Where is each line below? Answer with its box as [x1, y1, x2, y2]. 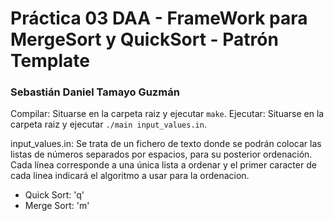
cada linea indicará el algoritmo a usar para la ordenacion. [10, 170, 250, 182]
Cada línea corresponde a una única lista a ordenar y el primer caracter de [10, 159, 317, 171]
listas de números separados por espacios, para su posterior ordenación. [10, 148, 313, 161]
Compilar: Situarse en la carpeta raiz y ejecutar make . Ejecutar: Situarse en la [10, 108, 325, 120]
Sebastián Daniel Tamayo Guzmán [10, 85, 180, 99]
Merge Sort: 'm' [24, 200, 90, 212]
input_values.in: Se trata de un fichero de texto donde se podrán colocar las [10, 138, 322, 150]
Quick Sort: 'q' [24, 189, 85, 201]
